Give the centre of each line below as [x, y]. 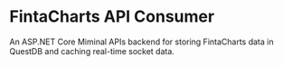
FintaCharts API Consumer [112, 17]
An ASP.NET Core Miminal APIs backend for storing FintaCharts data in [141, 42]
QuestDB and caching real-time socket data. [92, 51]
